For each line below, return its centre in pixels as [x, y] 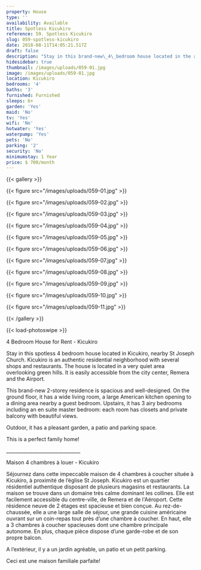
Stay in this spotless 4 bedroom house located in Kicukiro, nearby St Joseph [100, 354]
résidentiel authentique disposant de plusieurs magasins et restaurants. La [98, 487]
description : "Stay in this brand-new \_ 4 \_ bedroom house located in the [99, 56]
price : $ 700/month [31, 162]
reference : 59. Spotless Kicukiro [49, 34]
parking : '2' [22, 145]
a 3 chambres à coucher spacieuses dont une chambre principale [87, 525]
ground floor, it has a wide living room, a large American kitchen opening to [99, 397]
